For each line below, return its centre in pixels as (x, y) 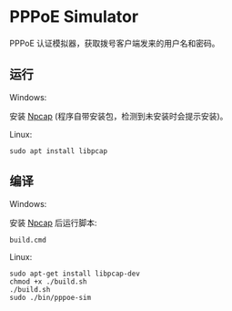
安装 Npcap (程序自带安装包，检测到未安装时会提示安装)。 (119, 116)
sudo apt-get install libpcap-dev (75, 274)
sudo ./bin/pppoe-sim (50, 297)
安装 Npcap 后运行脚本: (53, 223)
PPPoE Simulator (74, 17)
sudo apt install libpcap (58, 151)
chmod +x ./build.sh (49, 281)
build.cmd (28, 240)
